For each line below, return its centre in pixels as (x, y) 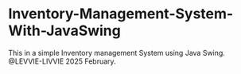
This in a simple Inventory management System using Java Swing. (117, 53)
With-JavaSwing (64, 31)
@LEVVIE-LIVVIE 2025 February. (62, 61)
